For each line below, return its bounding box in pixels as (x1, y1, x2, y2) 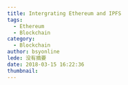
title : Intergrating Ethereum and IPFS (7, 10, 122, 17)
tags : (7, 16, 23, 23)
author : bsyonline (7, 49, 60, 56)
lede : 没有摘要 (7, 55, 47, 62)
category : (7, 36, 36, 42)
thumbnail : (7, 67, 39, 74)
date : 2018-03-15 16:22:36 (7, 61, 85, 68)
